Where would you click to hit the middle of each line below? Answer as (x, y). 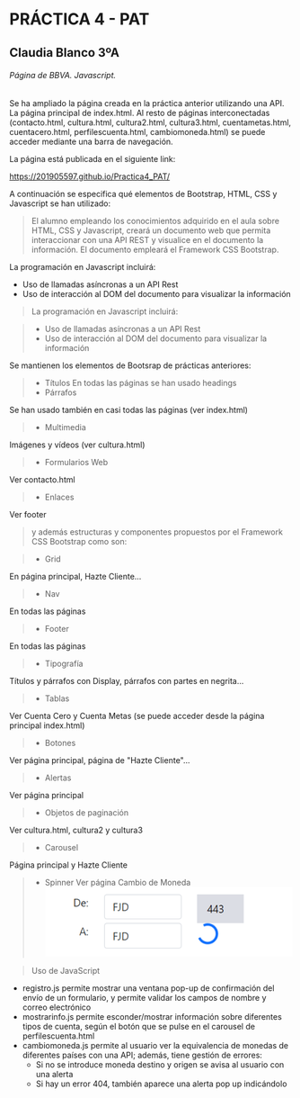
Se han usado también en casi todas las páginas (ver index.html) (129, 409)
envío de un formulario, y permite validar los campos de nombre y (144, 997)
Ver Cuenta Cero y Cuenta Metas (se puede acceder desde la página (137, 715)
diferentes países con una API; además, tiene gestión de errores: (142, 1055)
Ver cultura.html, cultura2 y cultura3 (76, 830)
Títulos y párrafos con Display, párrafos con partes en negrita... (127, 680)
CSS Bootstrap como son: (79, 541)
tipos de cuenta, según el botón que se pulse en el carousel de (139, 1026)
